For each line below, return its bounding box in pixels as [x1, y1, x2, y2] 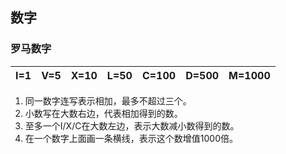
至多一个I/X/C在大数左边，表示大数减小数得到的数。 [24, 119, 240, 132]
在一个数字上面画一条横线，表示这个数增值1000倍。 [24, 132, 238, 144]
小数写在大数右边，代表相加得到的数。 [24, 107, 183, 119]
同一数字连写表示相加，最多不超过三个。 [24, 94, 192, 107]
